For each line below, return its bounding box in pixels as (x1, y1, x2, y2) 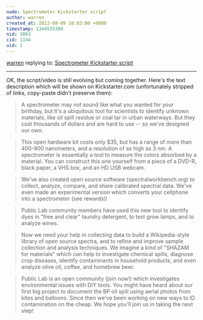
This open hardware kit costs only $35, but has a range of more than (21, 138, 192, 146)
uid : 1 (6, 43, 23, 49)
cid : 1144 (6, 37, 31, 43)
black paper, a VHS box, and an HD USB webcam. (21, 164, 146, 171)
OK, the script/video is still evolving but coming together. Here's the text (6, 76, 185, 83)
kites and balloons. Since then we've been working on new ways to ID (21, 294, 195, 301)
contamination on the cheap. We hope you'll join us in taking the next (21, 300, 193, 308)
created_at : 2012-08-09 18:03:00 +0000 (6, 20, 107, 26)
